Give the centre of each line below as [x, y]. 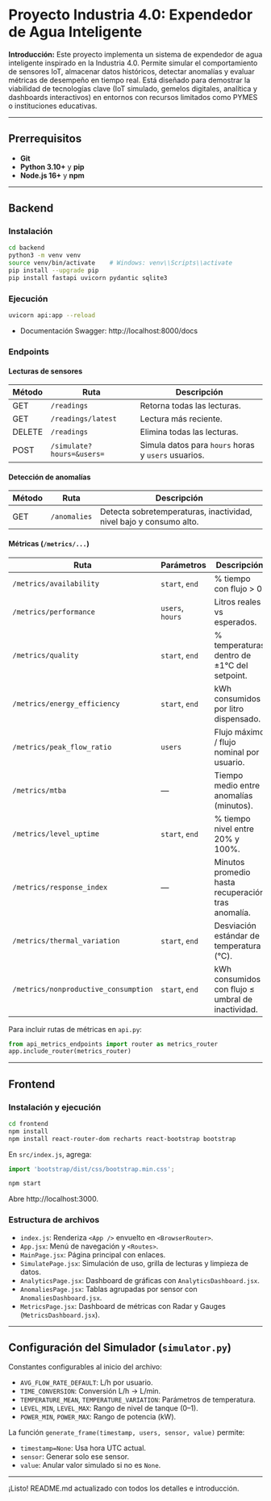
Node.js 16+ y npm [52, 175]
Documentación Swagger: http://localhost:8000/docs [109, 330]
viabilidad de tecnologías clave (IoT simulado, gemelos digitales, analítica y [133, 88]
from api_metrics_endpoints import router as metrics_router [113, 1044]
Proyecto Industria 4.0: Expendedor [131, 15]
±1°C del [231, 665]
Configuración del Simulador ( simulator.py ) [120, 1348]
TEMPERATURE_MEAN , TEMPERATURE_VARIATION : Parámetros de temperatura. [138, 1400]
